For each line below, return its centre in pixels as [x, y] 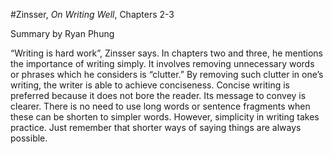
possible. [29, 138]
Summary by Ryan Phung [62, 33]
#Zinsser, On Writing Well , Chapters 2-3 [92, 14]
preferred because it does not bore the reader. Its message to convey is [158, 95]
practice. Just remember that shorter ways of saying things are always [156, 127]
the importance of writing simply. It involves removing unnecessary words [162, 63]
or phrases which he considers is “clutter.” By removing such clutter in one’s [167, 74]
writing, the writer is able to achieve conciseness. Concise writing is [150, 85]
